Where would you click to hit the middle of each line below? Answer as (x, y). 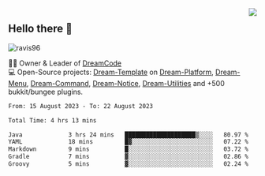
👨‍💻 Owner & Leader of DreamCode (65, 63)
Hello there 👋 (41, 29)
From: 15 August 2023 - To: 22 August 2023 (81, 106)
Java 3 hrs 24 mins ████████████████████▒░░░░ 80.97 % (128, 135)
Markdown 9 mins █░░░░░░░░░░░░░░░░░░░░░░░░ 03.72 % (128, 149)
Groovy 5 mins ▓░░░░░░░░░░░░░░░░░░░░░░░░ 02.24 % (128, 164)
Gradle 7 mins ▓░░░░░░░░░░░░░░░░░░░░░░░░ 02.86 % (128, 157)
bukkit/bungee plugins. (46, 92)
